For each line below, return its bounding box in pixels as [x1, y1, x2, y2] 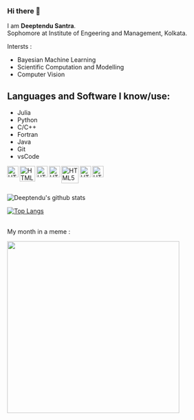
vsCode [17, 153, 40, 161]
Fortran [17, 131, 39, 139]
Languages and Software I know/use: [7, 90, 171, 102]
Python [17, 116, 38, 124]
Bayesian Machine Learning [17, 56, 96, 64]
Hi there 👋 [7, 6, 41, 16]
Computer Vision [17, 70, 65, 78]
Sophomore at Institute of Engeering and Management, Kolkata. [7, 29, 188, 37]
